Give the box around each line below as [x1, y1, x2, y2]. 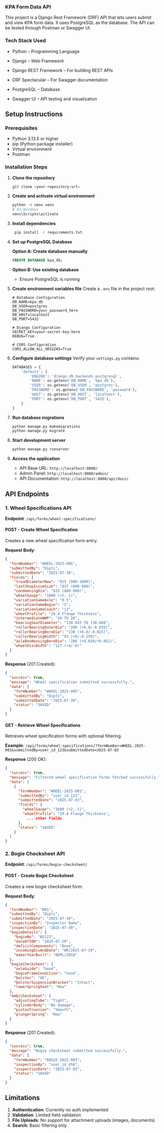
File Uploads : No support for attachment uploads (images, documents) [12, 1117, 155, 1123]
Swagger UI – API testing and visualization [12, 96, 98, 101]
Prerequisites [5, 124, 38, 131]
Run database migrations [12, 414, 64, 420]
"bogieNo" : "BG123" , [14, 934, 56, 939]
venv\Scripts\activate [12, 212, 59, 217]
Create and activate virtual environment [12, 193, 95, 199]
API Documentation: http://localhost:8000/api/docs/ [19, 476, 129, 482]
